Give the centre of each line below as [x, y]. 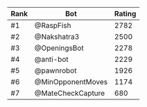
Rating [125, 14]
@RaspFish [53, 25]
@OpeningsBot [59, 48]
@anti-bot [51, 59]
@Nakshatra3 [57, 36]
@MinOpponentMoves [71, 82]
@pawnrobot [55, 71]
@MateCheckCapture [70, 93]
